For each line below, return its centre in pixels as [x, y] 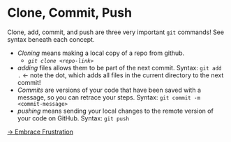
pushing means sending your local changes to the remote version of [115, 111]
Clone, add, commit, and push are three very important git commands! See [116, 32]
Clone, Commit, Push [70, 13]
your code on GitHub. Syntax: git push [73, 118]
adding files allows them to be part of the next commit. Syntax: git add [119, 68]
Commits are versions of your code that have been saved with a [109, 90]
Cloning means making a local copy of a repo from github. [101, 53]
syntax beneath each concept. [51, 39]
